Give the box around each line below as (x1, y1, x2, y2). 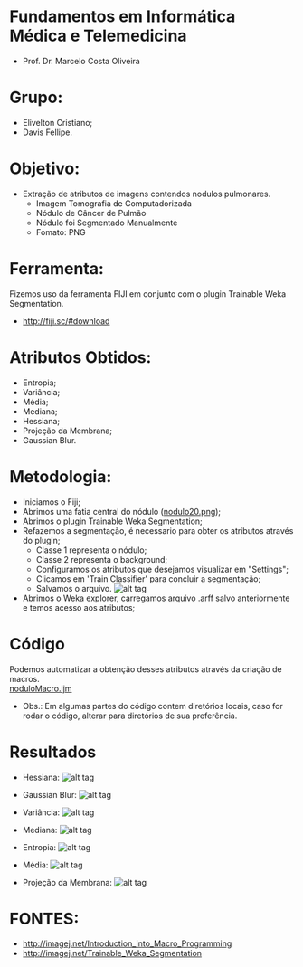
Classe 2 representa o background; (35, 554, 168, 564)
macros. (9, 673, 40, 684)
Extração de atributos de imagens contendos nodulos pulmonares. (22, 188, 271, 199)
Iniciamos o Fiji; (22, 496, 81, 507)
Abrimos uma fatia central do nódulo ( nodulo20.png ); (22, 506, 222, 517)
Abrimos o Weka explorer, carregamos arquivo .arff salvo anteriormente (22, 593, 290, 603)
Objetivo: (9, 158, 80, 179)
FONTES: (9, 908, 80, 929)
